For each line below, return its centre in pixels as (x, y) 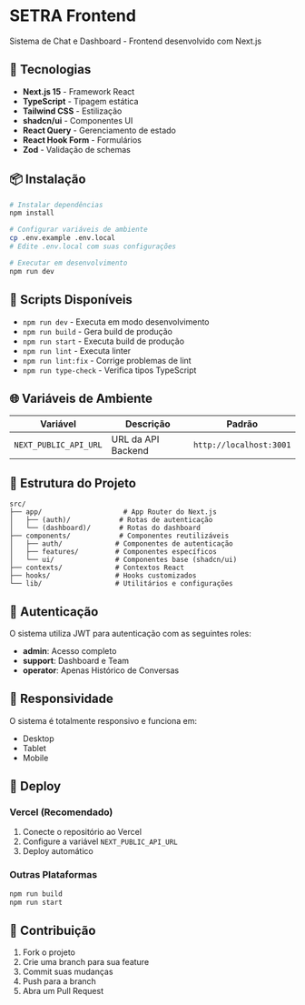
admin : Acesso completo (69, 650)
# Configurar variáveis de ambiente (79, 230)
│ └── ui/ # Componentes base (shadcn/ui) (123, 560)
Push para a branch (59, 981)
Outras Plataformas (54, 875)
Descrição (148, 424)
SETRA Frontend (73, 16)
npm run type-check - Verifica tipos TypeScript (109, 370)
